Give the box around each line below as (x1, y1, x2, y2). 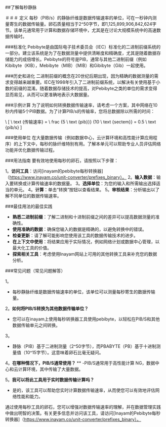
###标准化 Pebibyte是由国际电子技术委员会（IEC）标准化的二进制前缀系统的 (5, 44, 161, 50)
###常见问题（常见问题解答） (5, 268, 66, 273)
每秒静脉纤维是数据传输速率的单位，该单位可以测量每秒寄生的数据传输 (12, 289, 156, 295)
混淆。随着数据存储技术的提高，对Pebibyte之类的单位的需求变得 (26, 86, 157, 91)
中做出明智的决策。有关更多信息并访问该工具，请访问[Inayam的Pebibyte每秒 (5, 410, 161, 416)
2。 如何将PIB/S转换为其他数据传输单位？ (5, 306, 89, 311)
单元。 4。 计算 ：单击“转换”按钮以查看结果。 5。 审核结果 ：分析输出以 (13, 187, 156, 192)
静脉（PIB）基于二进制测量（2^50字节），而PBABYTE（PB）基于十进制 (12, 343, 157, 349)
